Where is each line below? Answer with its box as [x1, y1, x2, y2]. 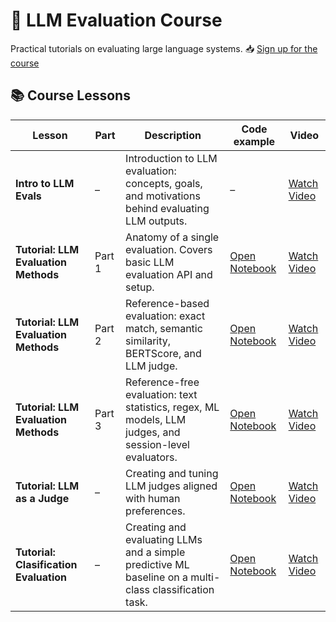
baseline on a [125, 570, 188, 584]
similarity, [125, 334, 172, 348]
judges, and [125, 425, 181, 439]
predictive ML [125, 557, 190, 571]
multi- [190, 570, 221, 584]
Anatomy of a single [125, 230, 220, 244]
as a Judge [15, 491, 70, 505]
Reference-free [125, 375, 200, 389]
